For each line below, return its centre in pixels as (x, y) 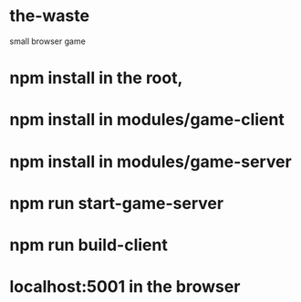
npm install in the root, (96, 78)
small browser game (48, 41)
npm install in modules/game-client (147, 120)
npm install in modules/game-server (150, 161)
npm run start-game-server (117, 203)
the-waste (49, 16)
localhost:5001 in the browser (125, 287)
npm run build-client (89, 245)
